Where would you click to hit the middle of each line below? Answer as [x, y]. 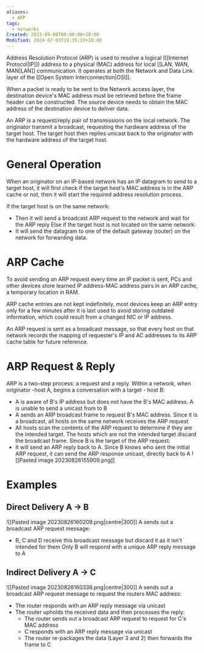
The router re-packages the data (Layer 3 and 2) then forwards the [108, 638]
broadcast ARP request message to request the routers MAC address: [94, 594]
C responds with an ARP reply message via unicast [88, 631]
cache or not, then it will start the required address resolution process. [95, 194]
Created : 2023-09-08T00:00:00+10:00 [53, 35]
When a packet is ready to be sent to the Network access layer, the [90, 89]
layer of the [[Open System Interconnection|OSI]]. [69, 77]
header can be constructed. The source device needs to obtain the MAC [97, 102]
